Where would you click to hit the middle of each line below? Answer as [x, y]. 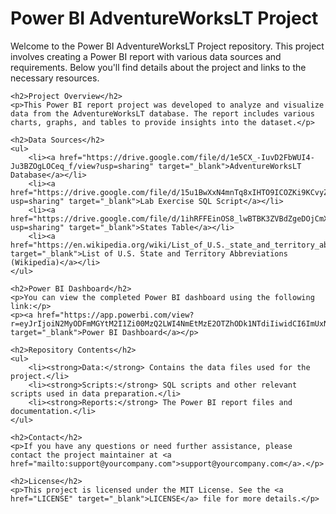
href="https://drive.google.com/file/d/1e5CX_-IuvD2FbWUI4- [187, 157]
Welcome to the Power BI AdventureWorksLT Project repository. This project [167, 46]
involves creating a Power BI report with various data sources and [146, 56]
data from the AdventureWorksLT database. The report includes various [162, 113]
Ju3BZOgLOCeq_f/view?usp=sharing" [82, 166]
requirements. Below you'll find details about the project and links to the [158, 67]
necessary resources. [55, 78]
